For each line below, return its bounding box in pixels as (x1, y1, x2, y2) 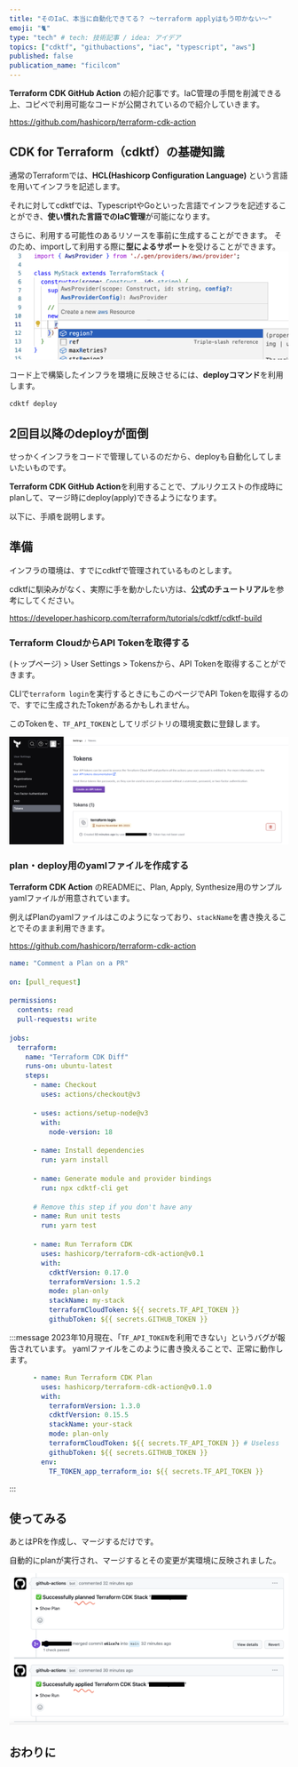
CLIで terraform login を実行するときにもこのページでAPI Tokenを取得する (9, 689, 281, 700)
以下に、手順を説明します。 (9, 511, 110, 522)
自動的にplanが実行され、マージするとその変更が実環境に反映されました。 (9, 1555, 281, 1566)
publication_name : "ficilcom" (9, 61, 122, 70)
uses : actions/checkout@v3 (41, 1090, 141, 1099)
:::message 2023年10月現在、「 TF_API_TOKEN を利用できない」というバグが (9, 1331, 278, 1342)
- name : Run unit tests (32, 1211, 122, 1221)
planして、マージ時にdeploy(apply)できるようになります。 (9, 492, 222, 503)
